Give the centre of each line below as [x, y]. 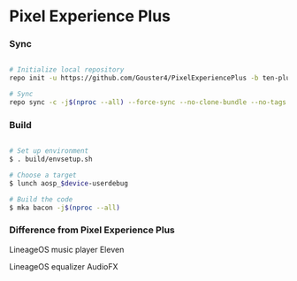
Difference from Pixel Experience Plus [92, 230]
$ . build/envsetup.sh [51, 159]
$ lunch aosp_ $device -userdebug [69, 183]
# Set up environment [49, 151]
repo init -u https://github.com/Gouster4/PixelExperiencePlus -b [134, 78]
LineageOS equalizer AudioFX [64, 266]
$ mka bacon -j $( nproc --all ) [65, 208]
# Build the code [41, 199]
